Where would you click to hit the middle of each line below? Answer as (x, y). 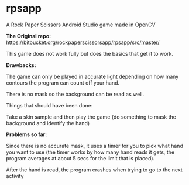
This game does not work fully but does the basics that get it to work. (90, 53)
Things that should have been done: (49, 105)
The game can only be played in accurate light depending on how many (92, 76)
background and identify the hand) (48, 123)
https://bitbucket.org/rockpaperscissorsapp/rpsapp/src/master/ (83, 42)
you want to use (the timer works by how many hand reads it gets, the (90, 152)
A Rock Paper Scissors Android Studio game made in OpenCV (81, 25)
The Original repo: (29, 36)
